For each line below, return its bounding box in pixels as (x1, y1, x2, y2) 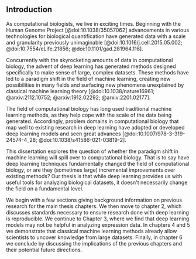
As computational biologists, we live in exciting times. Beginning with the (6, 20, 181, 27)
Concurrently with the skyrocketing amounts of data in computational (6, 56, 173, 63)
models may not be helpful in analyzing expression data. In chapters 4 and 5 (6, 221, 190, 228)
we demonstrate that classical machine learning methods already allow (6, 227, 177, 234)
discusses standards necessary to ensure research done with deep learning (6, 209, 189, 216)
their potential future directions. (6, 246, 82, 253)
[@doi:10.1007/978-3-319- (122, 130, 185, 137)
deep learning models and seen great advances (6, 130, 121, 137)
